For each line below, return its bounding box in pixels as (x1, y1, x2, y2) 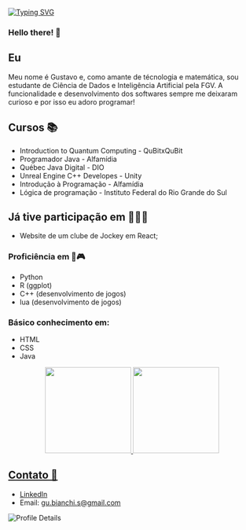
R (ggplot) (19, 280, 53, 290)
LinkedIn (19, 489, 48, 499)
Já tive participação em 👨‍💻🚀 (8, 210, 149, 223)
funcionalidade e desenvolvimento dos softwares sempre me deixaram (8, 89, 238, 98)
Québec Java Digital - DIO (19, 162, 105, 172)
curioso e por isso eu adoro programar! (8, 97, 135, 106)
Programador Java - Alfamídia (19, 154, 118, 164)
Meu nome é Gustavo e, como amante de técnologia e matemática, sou (8, 72, 239, 82)
